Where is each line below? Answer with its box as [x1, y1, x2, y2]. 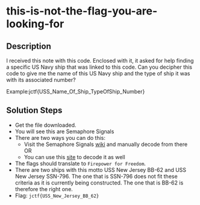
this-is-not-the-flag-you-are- [6, 4, 158, 18]
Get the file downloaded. [14, 121, 77, 128]
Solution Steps [6, 106, 63, 116]
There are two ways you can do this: [14, 134, 106, 141]
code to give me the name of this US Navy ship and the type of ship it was [6, 70, 190, 77]
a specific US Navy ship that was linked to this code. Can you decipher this [6, 63, 193, 71]
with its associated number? [6, 77, 77, 83]
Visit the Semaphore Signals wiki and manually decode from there [23, 140, 188, 148]
